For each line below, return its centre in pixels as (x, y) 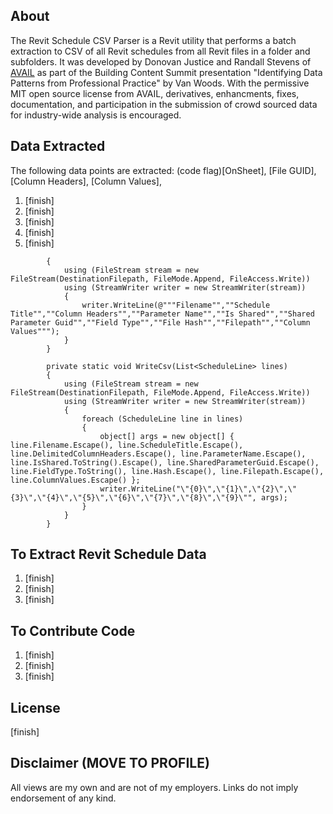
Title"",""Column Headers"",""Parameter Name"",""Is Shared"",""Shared (162, 314)
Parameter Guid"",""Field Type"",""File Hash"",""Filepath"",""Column (160, 322)
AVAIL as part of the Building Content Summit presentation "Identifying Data (166, 72)
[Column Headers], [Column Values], (86, 181)
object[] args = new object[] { (167, 436)
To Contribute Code (73, 630)
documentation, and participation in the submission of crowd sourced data (164, 104)
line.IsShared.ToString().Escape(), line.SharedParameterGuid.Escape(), (165, 462)
